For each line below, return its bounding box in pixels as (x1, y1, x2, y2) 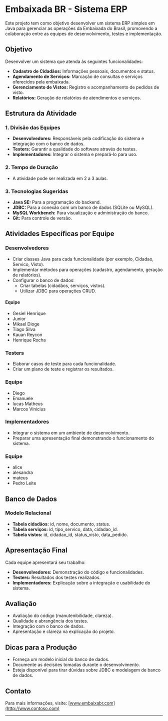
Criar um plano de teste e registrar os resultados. (12, 366, 114, 372)
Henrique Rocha (12, 336, 46, 343)
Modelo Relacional (5, 509, 51, 516)
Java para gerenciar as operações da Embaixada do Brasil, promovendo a (5, 25, 157, 31)
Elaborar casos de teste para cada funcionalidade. (12, 361, 116, 367)
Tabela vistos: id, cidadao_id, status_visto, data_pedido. (12, 531, 128, 537)
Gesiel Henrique (12, 310, 46, 316)
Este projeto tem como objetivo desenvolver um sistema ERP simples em (5, 20, 155, 26)
